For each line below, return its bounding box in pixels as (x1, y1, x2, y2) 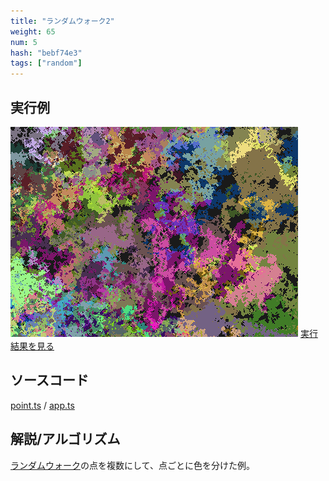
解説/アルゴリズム (10, 431, 121, 448)
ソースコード (10, 372, 89, 389)
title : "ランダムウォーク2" (10, 16, 115, 26)
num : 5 (10, 37, 38, 47)
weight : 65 (10, 26, 56, 37)
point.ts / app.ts (10, 399, 75, 411)
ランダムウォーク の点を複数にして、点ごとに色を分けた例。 (10, 459, 255, 471)
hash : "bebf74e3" (10, 48, 83, 58)
